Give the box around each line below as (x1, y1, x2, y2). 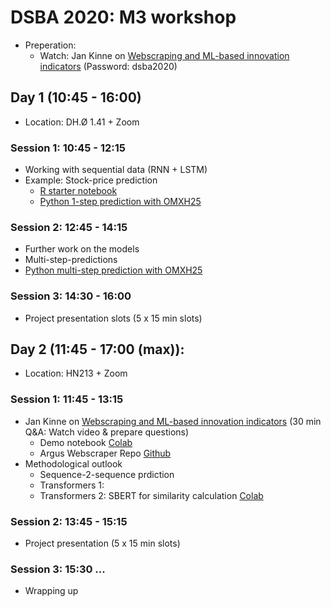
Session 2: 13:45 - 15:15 (10, 514, 128, 528)
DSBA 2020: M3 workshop (10, 6, 237, 29)
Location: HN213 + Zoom (24, 367, 128, 380)
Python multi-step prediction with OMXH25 (24, 264, 203, 276)
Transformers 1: (39, 479, 105, 491)
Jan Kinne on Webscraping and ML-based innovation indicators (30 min (24, 415, 322, 427)
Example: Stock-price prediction (24, 174, 158, 186)
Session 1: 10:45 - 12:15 (10, 141, 126, 155)
